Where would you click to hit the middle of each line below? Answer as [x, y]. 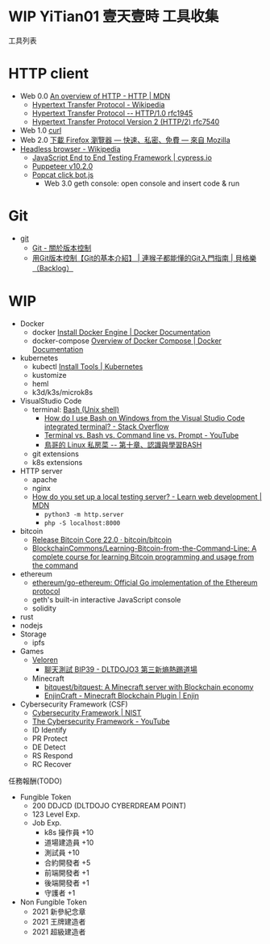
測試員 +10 [62, 852]
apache [45, 479]
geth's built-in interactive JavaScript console [106, 599]
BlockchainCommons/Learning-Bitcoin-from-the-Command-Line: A [144, 548]
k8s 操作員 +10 [69, 832]
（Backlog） [53, 268]
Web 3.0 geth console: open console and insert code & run [142, 183]
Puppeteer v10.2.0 [62, 166]
